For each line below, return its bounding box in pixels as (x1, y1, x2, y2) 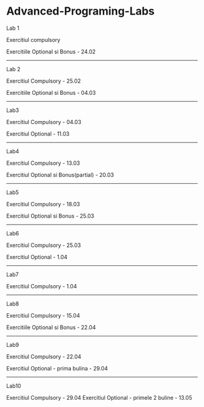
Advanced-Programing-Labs (6, 4, 155, 18)
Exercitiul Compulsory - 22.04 (6, 353, 82, 360)
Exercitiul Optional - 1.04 (6, 253, 68, 260)
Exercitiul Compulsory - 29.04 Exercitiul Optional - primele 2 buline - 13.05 (6, 394, 192, 401)
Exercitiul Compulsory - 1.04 (6, 282, 77, 290)
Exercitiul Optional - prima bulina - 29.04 (6, 364, 108, 372)
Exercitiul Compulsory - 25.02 (6, 77, 81, 85)
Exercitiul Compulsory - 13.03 (6, 159, 80, 167)
